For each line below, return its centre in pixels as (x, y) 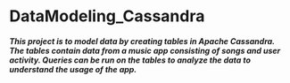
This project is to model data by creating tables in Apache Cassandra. (142, 41)
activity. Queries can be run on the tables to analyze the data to (130, 60)
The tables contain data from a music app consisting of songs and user (145, 50)
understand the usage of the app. (73, 69)
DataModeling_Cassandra (107, 16)
